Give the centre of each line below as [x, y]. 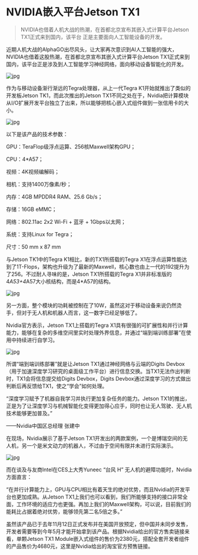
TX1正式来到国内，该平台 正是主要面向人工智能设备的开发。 [93, 37]
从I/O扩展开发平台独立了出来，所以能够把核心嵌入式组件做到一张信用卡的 [95, 103]
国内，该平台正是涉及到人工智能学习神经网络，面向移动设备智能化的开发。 [96, 64]
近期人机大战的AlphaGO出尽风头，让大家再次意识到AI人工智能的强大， [92, 49]
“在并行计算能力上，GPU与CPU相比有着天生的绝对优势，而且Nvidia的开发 [96, 489]
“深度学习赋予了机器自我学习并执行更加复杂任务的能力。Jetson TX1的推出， [98, 398]
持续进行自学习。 [37, 340]
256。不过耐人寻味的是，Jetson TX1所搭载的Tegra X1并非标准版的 [91, 274]
